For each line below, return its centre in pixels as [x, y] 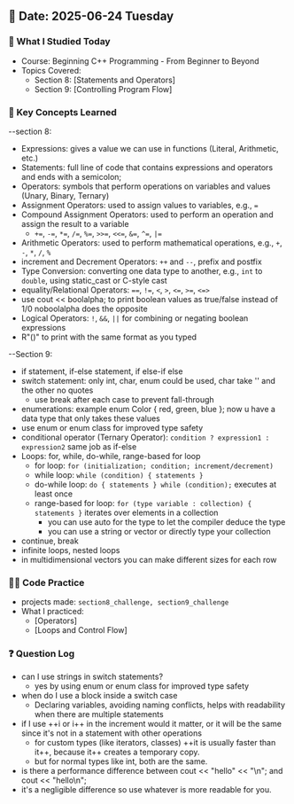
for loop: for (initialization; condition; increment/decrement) [154, 465]
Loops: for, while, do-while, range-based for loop [111, 456]
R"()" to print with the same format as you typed [108, 337]
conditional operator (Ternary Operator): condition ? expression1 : [145, 437]
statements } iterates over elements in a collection [126, 512]
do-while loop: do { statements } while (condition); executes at [155, 484]
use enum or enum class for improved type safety [112, 427]
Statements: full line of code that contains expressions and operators [147, 167]
